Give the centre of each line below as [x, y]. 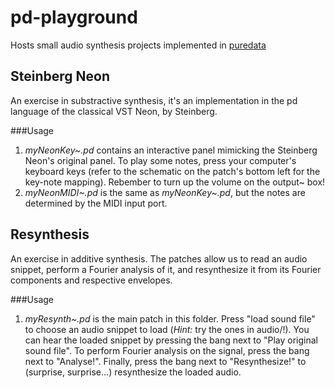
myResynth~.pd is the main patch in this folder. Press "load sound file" [170, 318]
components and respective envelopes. [91, 280]
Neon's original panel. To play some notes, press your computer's [160, 160]
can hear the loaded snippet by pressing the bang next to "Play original [171, 340]
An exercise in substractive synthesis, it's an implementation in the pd [154, 100]
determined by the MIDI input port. [96, 203]
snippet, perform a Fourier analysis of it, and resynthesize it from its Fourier [166, 269]
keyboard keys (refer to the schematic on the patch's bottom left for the [172, 171]
